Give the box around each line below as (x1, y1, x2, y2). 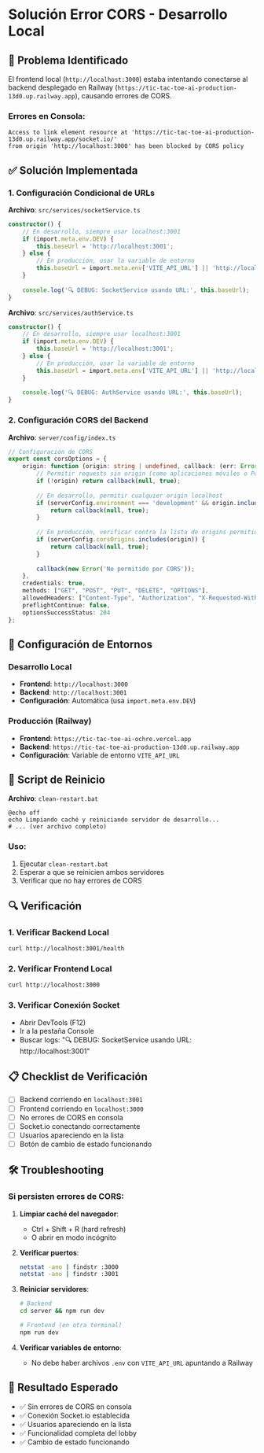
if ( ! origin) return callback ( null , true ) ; (36, 478, 181, 485)
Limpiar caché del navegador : (19, 1209, 119, 1219)
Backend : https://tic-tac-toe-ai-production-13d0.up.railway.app (19, 742, 240, 751)
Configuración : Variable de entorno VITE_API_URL (19, 750, 180, 760)
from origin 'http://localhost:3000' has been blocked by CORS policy (8, 142, 244, 150)
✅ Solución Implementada (8, 164, 138, 177)
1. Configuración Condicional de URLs (8, 187, 156, 198)
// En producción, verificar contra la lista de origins (36, 529, 226, 537)
